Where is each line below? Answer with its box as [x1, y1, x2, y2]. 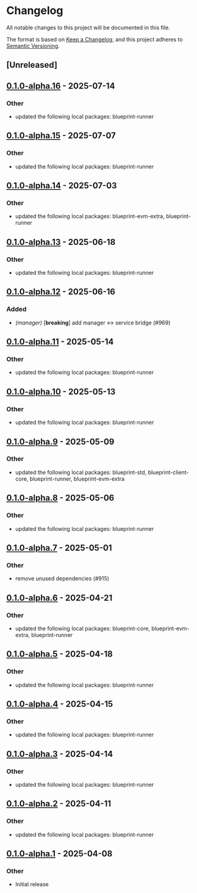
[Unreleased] [6, 60, 58, 70]
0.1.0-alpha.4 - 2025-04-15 [6, 699, 113, 709]
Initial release [15, 881, 49, 888]
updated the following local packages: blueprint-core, [15, 624, 151, 632]
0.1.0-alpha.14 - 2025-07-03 [6, 181, 117, 191]
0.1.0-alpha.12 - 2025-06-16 [6, 286, 116, 297]
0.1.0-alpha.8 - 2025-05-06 [6, 493, 115, 503]
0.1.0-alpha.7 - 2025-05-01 [6, 542, 112, 553]
